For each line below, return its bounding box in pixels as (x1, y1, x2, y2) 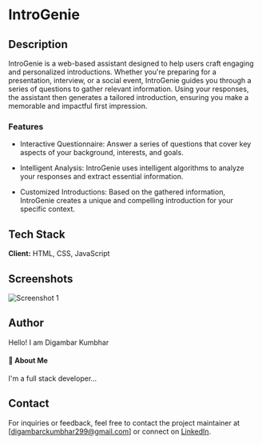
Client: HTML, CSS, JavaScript (8, 249, 110, 258)
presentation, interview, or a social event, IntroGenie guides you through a (8, 76, 252, 85)
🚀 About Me (8, 356, 48, 366)
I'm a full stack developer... (8, 374, 97, 383)
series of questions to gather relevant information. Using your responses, (8, 84, 249, 94)
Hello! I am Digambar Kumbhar (8, 338, 109, 347)
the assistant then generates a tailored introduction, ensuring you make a (8, 93, 249, 102)
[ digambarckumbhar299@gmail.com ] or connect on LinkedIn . (8, 426, 212, 436)
